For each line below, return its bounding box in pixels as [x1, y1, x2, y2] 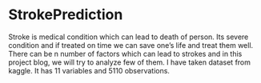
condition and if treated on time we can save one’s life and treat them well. [8, 40, 254, 49]
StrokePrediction [8, 6, 123, 24]
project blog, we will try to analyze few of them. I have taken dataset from [8, 57, 251, 67]
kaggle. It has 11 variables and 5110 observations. [8, 65, 171, 75]
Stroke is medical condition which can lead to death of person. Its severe [8, 32, 249, 41]
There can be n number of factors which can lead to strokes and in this [8, 49, 243, 58]
